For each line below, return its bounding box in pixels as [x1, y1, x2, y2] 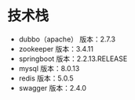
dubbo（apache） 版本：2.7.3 [18, 34, 115, 44]
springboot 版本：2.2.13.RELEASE [18, 54, 128, 63]
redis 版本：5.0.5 [18, 73, 74, 83]
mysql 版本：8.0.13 [18, 63, 80, 73]
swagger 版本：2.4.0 [18, 83, 87, 92]
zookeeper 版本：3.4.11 [18, 44, 93, 53]
